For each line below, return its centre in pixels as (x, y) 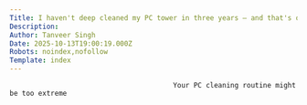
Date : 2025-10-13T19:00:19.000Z (71, 43)
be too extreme (38, 93)
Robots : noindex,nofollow (58, 52)
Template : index (40, 60)
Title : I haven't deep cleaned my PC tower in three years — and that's (151, 18)
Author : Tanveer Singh (53, 35)
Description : (34, 26)
